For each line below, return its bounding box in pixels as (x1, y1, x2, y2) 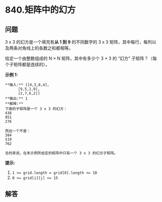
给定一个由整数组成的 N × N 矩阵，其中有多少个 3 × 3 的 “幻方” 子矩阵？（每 (5, 55, 157, 61)
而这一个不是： (5, 129, 31, 134)
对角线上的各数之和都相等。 (17, 45, 73, 51)
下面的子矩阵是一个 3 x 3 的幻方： (5, 106, 67, 111)
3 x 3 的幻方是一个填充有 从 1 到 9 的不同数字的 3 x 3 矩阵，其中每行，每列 (5, 39, 152, 45)
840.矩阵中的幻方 (5, 4, 76, 16)
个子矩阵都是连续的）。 (5, 62, 50, 67)
